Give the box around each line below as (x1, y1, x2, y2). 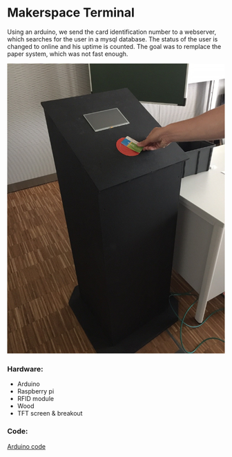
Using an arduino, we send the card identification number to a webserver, (7, 28, 216, 36)
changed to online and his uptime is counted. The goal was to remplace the (7, 42, 222, 50)
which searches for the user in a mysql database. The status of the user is (7, 35, 218, 43)
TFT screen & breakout (17, 409, 83, 418)
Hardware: (7, 364, 43, 373)
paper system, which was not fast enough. (7, 50, 128, 58)
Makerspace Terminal (7, 5, 135, 21)
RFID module (17, 395, 54, 403)
